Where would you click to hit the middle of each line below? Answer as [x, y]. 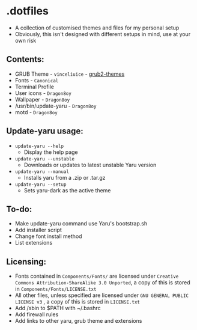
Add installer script [38, 230]
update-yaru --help [39, 146]
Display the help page [51, 152]
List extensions [34, 243]
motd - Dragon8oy [36, 112]
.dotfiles [28, 11]
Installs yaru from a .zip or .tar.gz [65, 177]
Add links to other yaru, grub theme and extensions [78, 321]
